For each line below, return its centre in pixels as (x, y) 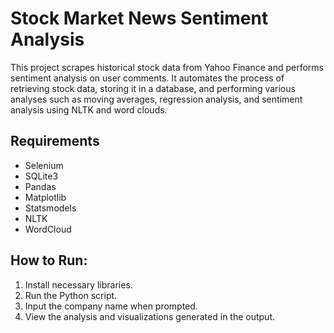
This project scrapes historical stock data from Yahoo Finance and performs (167, 67)
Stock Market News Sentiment (139, 18)
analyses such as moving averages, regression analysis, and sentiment (156, 99)
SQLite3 (41, 176)
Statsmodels (50, 208)
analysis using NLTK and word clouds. (89, 109)
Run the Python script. (71, 295)
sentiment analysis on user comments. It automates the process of (147, 78)
